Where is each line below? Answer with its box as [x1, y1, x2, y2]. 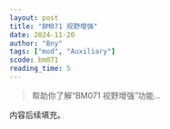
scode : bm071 [9, 55, 59, 64]
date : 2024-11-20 [9, 30, 75, 39]
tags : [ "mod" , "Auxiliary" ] [9, 47, 116, 56]
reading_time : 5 [9, 64, 71, 74]
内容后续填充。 [9, 109, 65, 120]
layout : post [9, 13, 59, 23]
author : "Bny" [9, 38, 64, 48]
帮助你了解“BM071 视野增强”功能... [31, 90, 162, 101]
